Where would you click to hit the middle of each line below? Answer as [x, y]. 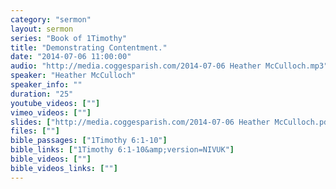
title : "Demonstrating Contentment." [89, 47]
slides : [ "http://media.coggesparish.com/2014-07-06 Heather [140, 122]
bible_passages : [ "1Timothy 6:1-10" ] [89, 141]
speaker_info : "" [46, 85]
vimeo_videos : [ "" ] [51, 112]
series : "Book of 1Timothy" [69, 38]
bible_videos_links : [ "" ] [64, 168]
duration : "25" [42, 94]
